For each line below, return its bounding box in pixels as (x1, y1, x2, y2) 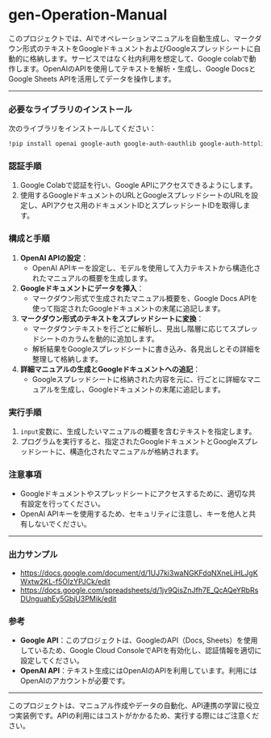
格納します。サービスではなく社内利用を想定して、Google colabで (29, 53, 250, 63)
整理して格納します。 (31, 354, 102, 363)
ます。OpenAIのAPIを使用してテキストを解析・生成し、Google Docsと (22, 63, 256, 74)
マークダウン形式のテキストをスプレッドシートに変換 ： (19, 313, 204, 323)
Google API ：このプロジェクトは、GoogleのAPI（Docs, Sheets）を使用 (19, 635, 258, 645)
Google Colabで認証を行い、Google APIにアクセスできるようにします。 (19, 180, 257, 190)
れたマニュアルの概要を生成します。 (31, 273, 152, 282)
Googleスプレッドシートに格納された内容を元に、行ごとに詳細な (31, 374, 248, 384)
